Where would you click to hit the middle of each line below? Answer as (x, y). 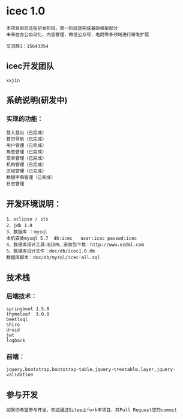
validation (20, 375)
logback (16, 340)
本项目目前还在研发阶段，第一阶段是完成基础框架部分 (62, 28)
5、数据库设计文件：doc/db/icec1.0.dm (50, 251)
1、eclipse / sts (28, 219)
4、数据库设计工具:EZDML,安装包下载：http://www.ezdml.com (75, 245)
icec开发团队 (30, 66)
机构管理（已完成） (26, 165)
